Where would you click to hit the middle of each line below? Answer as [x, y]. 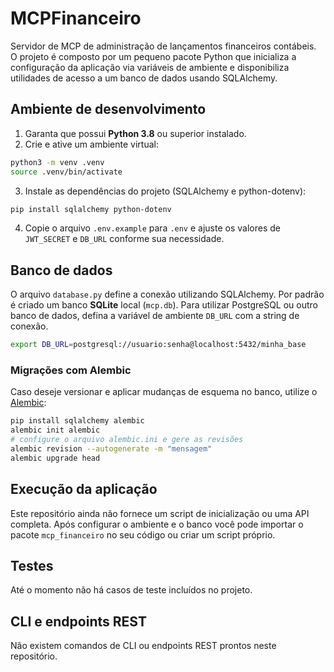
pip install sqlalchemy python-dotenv [91, 209]
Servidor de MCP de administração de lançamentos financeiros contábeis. [163, 46]
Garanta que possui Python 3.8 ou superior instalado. [135, 133]
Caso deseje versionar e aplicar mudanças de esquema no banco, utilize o [164, 392]
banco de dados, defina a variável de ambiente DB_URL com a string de [155, 316]
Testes [32, 565]
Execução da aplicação [84, 489]
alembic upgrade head [55, 458]
